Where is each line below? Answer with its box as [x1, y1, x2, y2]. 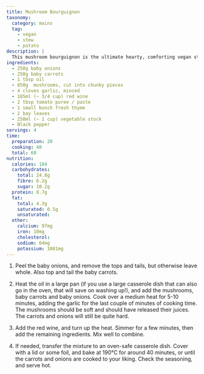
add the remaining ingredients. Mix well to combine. [15, 331, 145, 338]
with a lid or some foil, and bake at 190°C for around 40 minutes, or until [15, 349, 195, 356]
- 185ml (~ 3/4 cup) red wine [12, 93, 88, 99]
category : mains [12, 20, 53, 26]
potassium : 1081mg [17, 245, 64, 252]
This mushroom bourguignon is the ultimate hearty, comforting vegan [12, 54, 191, 60]
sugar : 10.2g [17, 184, 50, 190]
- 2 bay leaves [12, 110, 50, 116]
